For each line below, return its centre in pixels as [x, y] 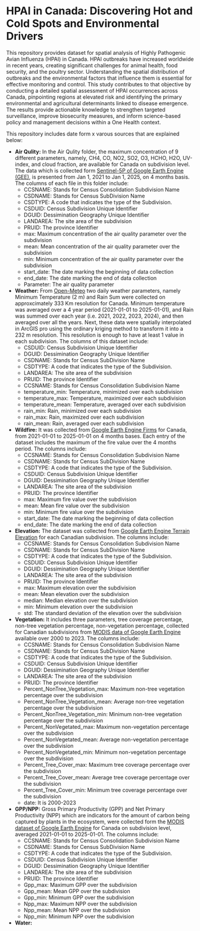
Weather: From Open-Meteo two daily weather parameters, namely [98, 290]
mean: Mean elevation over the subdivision [76, 594]
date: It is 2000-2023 [50, 803]
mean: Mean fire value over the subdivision [76, 505]
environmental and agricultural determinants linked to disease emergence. [97, 103]
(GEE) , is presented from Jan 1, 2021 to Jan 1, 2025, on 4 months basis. [102, 177]
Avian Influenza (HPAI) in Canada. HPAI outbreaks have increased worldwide [100, 59]
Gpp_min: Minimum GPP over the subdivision [79, 897]
